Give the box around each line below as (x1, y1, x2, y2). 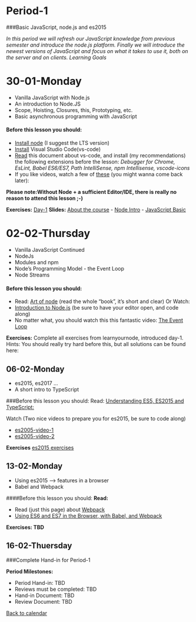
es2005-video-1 (14, 426, 54, 434)
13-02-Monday (6, 461, 63, 471)
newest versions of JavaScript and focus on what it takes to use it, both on (6, 47, 188, 54)
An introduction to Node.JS (14, 100, 81, 107)
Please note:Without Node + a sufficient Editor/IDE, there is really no (6, 189, 177, 196)
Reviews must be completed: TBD (14, 585, 97, 593)
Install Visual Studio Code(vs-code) (14, 146, 101, 153)
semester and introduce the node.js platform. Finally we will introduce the (6, 41, 185, 48)
